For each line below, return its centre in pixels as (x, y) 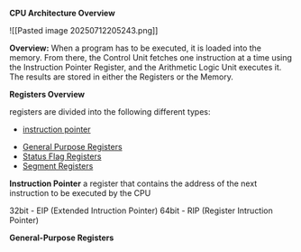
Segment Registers (58, 166)
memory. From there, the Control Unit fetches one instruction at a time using (151, 57)
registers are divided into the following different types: (110, 112)
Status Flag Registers (62, 156)
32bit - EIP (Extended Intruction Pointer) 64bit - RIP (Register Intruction (141, 210)
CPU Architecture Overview (62, 13)
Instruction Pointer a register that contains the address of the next (133, 183)
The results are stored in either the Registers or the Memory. (122, 77)
